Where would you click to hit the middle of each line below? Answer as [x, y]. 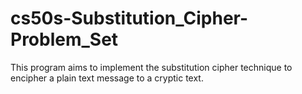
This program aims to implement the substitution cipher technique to [151, 67]
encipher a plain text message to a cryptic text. [107, 78]
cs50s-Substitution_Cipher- [129, 18]
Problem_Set [64, 39]
